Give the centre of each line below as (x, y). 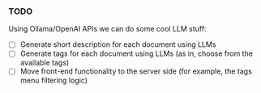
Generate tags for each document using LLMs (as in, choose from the (137, 53)
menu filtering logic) (53, 80)
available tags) (45, 63)
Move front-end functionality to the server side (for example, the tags (136, 71)
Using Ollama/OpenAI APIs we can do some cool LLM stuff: (107, 29)
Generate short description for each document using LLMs (118, 44)
